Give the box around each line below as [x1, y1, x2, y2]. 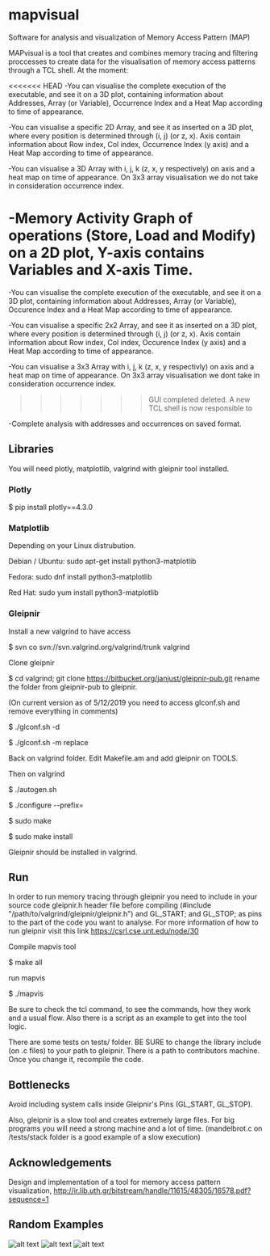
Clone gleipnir [8, 657, 55, 668]
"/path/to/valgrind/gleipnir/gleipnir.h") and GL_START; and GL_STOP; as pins [8, 909, 262, 919]
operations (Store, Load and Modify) [8, 226, 256, 245]
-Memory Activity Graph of [8, 209, 193, 228]
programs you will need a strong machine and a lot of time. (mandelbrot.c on [8, 1123, 263, 1133]
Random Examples [8, 1218, 104, 1232]
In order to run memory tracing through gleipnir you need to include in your [8, 891, 258, 902]
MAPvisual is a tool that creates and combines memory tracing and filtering [8, 48, 259, 57]
